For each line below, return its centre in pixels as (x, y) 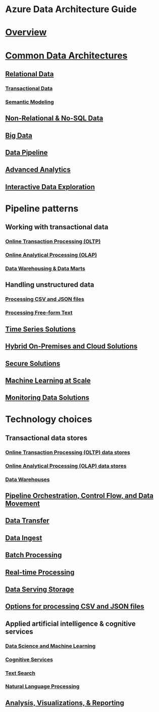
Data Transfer (27, 521)
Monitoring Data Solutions (47, 398)
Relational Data (30, 74)
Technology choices (49, 419)
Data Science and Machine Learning (50, 646)
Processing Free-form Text (39, 313)
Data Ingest (24, 538)
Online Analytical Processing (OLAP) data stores (66, 466)
